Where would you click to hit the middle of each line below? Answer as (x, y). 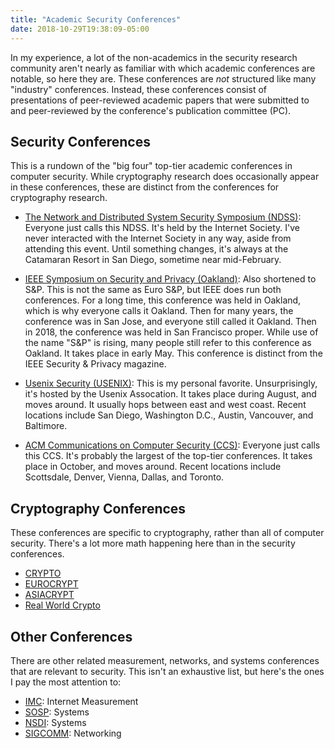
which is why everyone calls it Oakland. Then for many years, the (159, 311)
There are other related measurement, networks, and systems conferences (165, 660)
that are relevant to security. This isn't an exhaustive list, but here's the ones (167, 671)
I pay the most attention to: (66, 682)
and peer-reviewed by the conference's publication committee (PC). (151, 110)
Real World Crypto (62, 605)
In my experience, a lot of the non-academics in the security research (154, 57)
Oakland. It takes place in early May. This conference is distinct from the (173, 353)
